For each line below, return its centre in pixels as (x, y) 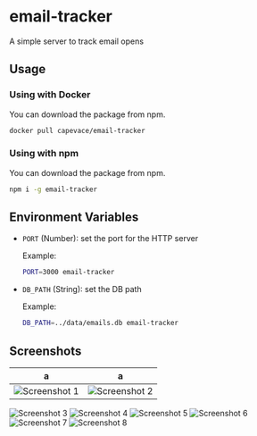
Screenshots (46, 351)
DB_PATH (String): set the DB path (82, 289)
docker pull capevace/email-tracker (77, 130)
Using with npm (44, 154)
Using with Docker (50, 95)
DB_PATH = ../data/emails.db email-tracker (100, 323)
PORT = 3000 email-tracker (68, 272)
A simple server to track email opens (77, 41)
